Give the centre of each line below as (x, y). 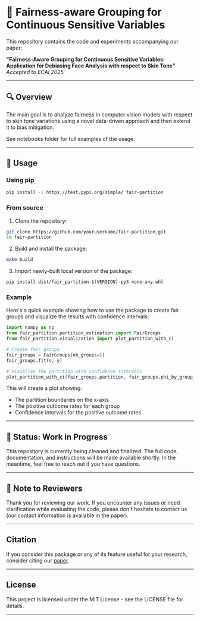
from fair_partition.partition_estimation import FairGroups (84, 333)
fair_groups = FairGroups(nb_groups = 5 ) (56, 355)
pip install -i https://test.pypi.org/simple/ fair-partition (85, 193)
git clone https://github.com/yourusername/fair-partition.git (86, 232)
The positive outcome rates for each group (67, 406)
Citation (21, 540)
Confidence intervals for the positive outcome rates (78, 413)
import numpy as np (30, 328)
